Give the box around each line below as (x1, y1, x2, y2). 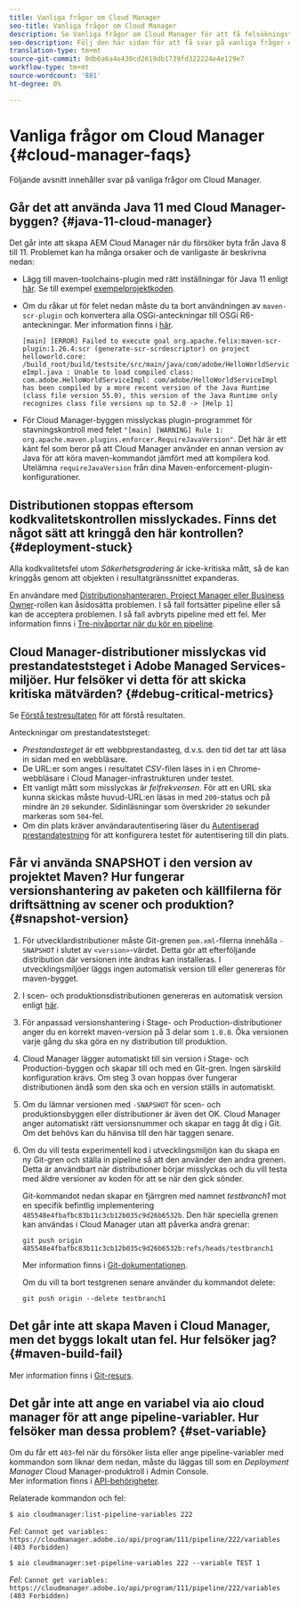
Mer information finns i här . (74, 319, 174, 330)
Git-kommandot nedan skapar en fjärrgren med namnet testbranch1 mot (21, 1190, 287, 1201)
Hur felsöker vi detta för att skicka (53, 672, 246, 687)
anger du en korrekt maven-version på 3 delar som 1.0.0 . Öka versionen (21, 1026, 289, 1037)
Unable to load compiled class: (74, 368, 194, 377)
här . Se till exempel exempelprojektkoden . (21, 283, 176, 294)
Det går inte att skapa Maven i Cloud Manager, (9, 1318, 271, 1334)
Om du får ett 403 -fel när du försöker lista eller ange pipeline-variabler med (9, 1447, 285, 1458)
